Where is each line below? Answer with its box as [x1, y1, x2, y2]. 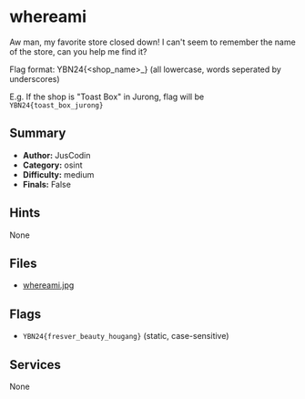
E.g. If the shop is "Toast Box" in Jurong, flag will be [9, 91, 205, 102]
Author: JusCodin [22, 149, 91, 160]
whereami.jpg [22, 280, 75, 291]
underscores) [9, 73, 61, 84]
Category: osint [22, 159, 84, 170]
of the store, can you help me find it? [9, 46, 147, 56]
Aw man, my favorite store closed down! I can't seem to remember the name [9, 36, 296, 47]
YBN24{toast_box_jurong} [9, 100, 104, 110]
